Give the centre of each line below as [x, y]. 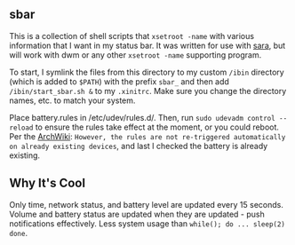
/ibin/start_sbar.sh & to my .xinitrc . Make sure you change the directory [148, 91]
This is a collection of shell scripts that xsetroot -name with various [132, 36]
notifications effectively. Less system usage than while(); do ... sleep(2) [147, 223]
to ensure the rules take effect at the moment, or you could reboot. [157, 127]
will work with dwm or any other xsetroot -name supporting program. [136, 55]
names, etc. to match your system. [72, 100]
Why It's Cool [48, 183]
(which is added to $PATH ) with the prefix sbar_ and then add [119, 81]
